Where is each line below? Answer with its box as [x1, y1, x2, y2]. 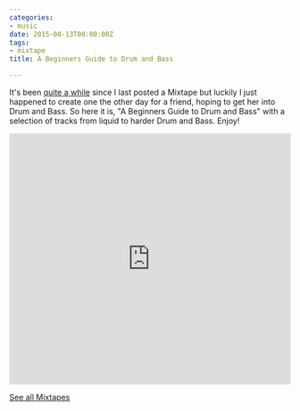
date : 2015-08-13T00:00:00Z [9, 29, 114, 38]
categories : [9, 13, 54, 22]
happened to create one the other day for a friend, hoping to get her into [9, 96, 276, 107]
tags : [9, 38, 29, 47]
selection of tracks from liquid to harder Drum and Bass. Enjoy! [9, 115, 240, 126]
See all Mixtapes [9, 392, 71, 402]
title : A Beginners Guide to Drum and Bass [9, 55, 174, 63]
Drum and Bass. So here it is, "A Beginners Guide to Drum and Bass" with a [9, 106, 286, 116]
